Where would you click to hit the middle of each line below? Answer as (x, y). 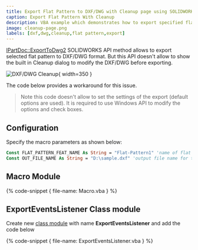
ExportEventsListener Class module (73, 209)
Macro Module (33, 177)
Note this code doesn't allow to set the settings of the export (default (104, 97)
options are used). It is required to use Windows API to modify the (100, 103)
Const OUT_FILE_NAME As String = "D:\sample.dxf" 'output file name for (97, 158)
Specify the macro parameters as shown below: (64, 142)
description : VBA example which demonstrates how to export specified (95, 22)
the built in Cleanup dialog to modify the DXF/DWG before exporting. (89, 63)
